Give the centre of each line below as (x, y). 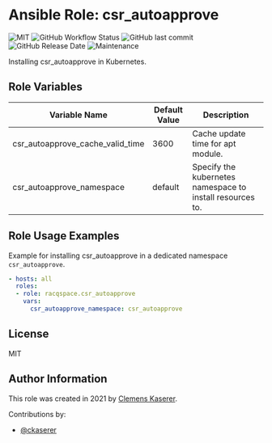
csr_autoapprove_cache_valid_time (79, 143)
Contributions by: (37, 414)
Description (226, 115)
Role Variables (45, 87)
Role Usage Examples (64, 236)
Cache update (219, 133)
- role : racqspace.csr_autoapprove (76, 294)
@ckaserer (38, 429)
